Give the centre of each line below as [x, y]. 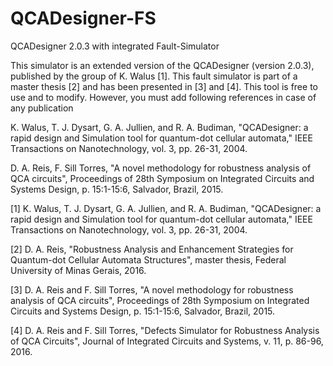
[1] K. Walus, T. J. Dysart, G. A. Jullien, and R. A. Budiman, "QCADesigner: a [166, 208]
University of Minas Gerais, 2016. [78, 270]
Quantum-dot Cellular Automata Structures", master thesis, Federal [148, 259]
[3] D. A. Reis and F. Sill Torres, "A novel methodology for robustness [152, 289]
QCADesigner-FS [83, 18]
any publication [42, 108]
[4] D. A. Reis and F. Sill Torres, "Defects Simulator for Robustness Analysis [165, 330]
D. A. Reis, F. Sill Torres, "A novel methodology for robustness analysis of [161, 168]
